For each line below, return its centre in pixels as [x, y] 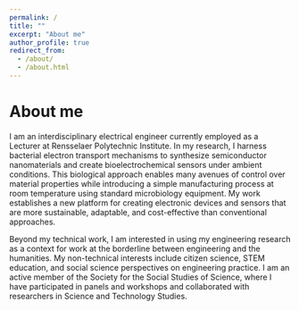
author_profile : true [50, 42]
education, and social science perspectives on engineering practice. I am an [149, 267]
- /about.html [43, 68]
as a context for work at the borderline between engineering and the [135, 248]
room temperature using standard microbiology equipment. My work [135, 193]
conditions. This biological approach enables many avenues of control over [147, 174]
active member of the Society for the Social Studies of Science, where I [141, 277]
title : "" [28, 26]
